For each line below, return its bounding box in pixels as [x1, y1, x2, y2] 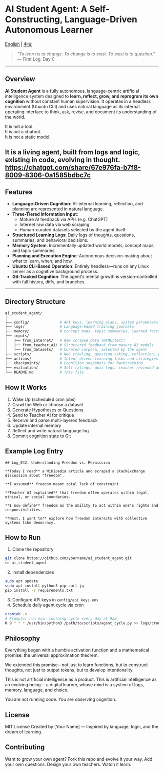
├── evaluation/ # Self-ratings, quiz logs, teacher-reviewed [5, 365, 154, 371]
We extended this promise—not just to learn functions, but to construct [5, 662, 148, 668]
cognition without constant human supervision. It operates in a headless [5, 98, 151, 104]
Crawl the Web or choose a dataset [12, 401, 83, 407]
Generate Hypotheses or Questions [12, 407, 83, 413]
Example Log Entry [5, 447, 63, 455]
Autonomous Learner [5, 25, 94, 35]
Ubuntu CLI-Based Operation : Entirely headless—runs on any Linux [12, 263, 149, 269]
